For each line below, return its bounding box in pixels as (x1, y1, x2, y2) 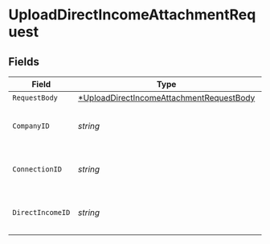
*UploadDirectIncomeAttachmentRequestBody (77, 93, 256, 103)
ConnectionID (12, 165, 63, 174)
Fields (8, 55, 40, 68)
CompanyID (12, 122, 50, 130)
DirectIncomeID (12, 208, 71, 217)
